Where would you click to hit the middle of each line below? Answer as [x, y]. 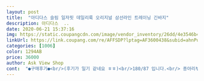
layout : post [23, 12]
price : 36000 [23, 57]
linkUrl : [17, 40]
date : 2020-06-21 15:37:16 [40, 29]
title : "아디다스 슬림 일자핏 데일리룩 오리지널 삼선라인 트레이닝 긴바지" [88, 18]
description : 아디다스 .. [38, 23]
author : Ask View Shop [35, 63]
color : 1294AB [24, 52]
